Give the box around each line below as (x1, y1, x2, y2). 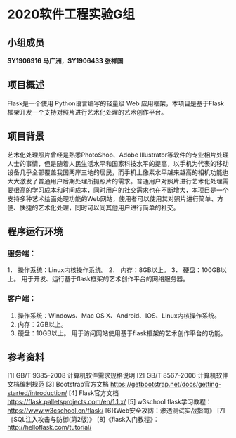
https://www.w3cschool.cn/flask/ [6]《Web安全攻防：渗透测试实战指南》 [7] (7, 406, 225, 415)
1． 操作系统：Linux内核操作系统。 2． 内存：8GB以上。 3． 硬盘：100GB (7, 266, 221, 274)
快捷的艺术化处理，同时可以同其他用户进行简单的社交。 (19, 203, 180, 212)
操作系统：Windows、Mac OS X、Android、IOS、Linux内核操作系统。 (17, 311, 221, 320)
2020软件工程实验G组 (7, 6, 136, 22)
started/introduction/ (7, 389, 67, 397)
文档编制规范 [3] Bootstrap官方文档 (7, 380, 109, 389)
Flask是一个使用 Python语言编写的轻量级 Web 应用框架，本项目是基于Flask (7, 99, 225, 108)
